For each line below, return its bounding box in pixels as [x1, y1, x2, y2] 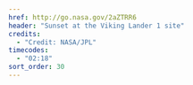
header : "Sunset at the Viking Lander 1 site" [8, 21, 185, 30]
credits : [8, 29, 41, 38]
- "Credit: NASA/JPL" [16, 37, 97, 47]
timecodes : [8, 46, 49, 55]
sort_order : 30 [8, 63, 65, 72]
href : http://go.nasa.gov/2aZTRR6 [8, 12, 138, 22]
